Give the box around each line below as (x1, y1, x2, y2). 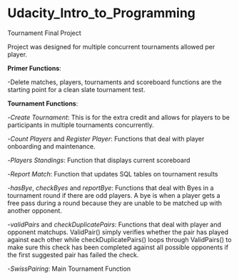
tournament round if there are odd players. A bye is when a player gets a (7, 191, 220, 199)
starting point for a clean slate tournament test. (7, 85, 146, 94)
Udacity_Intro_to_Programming (7, 5, 196, 21)
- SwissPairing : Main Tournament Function (7, 264, 131, 273)
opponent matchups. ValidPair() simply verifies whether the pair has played (7, 227, 229, 236)
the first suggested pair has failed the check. (7, 250, 139, 259)
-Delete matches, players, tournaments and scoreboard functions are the (7, 77, 223, 86)
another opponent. (7, 206, 63, 215)
